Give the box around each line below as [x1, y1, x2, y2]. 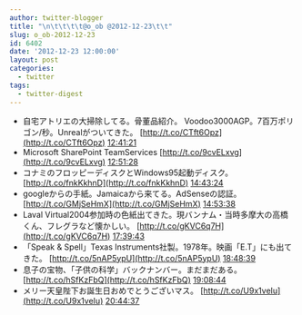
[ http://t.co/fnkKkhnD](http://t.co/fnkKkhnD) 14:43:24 [22, 177, 225, 188]
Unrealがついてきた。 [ [57, 126, 144, 137]
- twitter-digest [17, 89, 84, 98]
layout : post [9, 55, 59, 64]
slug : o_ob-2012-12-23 [9, 30, 96, 39]
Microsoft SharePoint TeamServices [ [22, 146, 163, 157]
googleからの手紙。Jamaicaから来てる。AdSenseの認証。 [22, 188, 242, 199]
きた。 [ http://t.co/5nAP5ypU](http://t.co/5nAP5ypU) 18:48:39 [22, 252, 257, 263]
